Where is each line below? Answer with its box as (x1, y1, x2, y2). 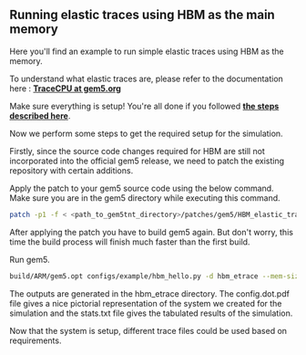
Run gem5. (9, 254, 50, 265)
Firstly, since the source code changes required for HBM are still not (9, 145, 266, 156)
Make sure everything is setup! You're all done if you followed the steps (9, 100, 280, 111)
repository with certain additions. (9, 164, 134, 176)
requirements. (9, 335, 62, 346)
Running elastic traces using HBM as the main (9, 7, 275, 23)
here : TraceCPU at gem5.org (9, 82, 121, 94)
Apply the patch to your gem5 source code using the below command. (9, 183, 275, 193)
